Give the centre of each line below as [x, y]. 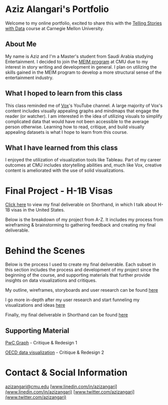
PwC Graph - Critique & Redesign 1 [41, 343]
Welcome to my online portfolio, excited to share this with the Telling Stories [83, 23]
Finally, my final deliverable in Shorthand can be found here [67, 315]
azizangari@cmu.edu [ [29, 386]
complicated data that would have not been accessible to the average [77, 121]
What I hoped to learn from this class [64, 93]
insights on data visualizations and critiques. [51, 280]
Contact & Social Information [66, 373]
